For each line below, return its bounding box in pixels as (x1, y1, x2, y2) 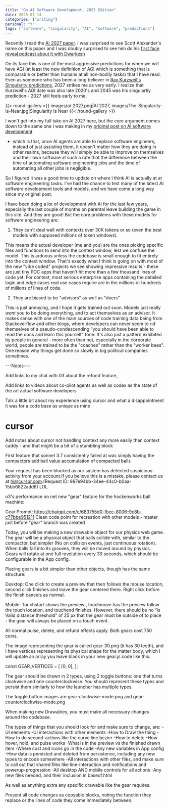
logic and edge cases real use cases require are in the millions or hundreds (5, 280, 161, 286)
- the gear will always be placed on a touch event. (5, 618, 109, 624)
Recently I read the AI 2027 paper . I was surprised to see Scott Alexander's (5, 40, 161, 46)
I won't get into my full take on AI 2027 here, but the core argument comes (5, 118, 160, 124)
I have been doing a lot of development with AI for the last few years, (5, 201, 149, 207)
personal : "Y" (5, 21, 35, 27)
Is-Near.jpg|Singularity (5, 108, 52, 114)
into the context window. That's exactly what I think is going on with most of (5, 258, 163, 264)
